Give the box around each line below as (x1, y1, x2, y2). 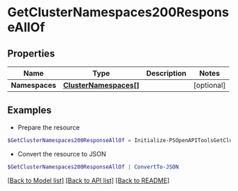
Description (146, 69, 187, 78)
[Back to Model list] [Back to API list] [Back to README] (7, 176, 170, 185)
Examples (7, 104, 52, 117)
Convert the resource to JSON (17, 149, 106, 158)
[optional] (193, 81, 226, 90)
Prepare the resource (17, 123, 80, 132)
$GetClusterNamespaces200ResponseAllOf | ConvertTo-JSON (7, 163, 179, 170)
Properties (7, 47, 55, 59)
